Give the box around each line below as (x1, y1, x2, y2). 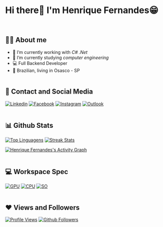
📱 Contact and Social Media (5, 88, 93, 96)
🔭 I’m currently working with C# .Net (12, 49, 88, 55)
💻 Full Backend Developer (12, 60, 68, 66)
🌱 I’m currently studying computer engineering (12, 54, 109, 60)
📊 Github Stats (5, 121, 54, 130)
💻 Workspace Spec (5, 167, 69, 176)
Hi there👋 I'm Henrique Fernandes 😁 (5, 5, 159, 16)
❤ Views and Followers (5, 203, 80, 212)
